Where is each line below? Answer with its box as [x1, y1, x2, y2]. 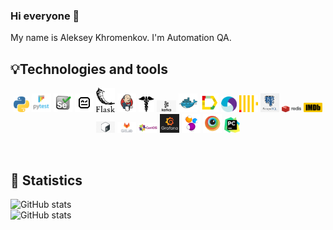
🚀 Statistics [10, 172, 83, 189]
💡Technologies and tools [10, 60, 168, 78]
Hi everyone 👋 [10, 9, 80, 23]
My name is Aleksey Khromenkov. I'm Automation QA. [10, 32, 232, 44]
